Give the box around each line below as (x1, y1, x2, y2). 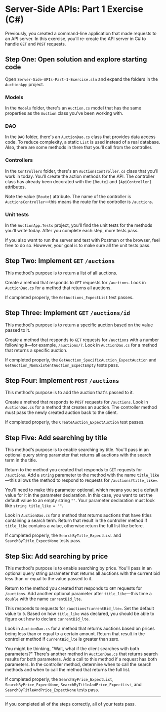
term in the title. (5, 457, 37, 463)
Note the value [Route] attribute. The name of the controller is (5, 193, 131, 199)
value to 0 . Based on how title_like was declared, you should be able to (5, 610, 155, 616)
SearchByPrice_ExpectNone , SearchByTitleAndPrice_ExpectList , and (5, 682, 142, 687)
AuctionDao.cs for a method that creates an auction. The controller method (5, 405, 157, 410)
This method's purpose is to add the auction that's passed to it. (5, 390, 134, 396)
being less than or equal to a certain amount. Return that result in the (5, 631, 145, 637)
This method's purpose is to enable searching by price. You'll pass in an (5, 565, 152, 571)
